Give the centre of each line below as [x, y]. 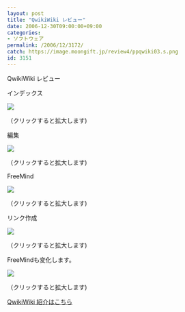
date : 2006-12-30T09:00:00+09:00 [55, 26]
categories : [24, 33]
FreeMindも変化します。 [41, 260]
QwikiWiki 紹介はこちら [40, 302]
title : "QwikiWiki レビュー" [46, 20]
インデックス [25, 93]
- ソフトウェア [26, 39]
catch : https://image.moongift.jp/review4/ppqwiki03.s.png [93, 52]
